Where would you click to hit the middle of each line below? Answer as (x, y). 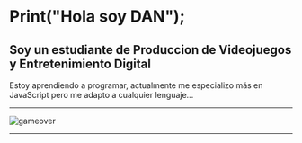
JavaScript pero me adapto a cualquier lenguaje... (102, 95)
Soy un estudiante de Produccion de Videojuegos (151, 50)
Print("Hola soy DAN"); (98, 17)
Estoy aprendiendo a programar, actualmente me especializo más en (136, 85)
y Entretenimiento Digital (80, 63)
